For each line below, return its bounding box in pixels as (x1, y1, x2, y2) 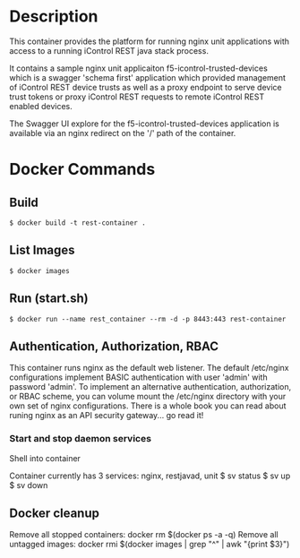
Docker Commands (9, 159, 156, 180)
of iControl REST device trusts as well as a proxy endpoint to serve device (9, 82, 282, 92)
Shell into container (9, 452, 81, 463)
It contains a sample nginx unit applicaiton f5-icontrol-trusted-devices (9, 63, 269, 73)
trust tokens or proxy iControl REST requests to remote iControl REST (9, 91, 265, 102)
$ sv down (9, 479, 48, 490)
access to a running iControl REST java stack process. (9, 45, 209, 56)
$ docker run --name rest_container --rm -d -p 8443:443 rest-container (9, 314, 287, 323)
